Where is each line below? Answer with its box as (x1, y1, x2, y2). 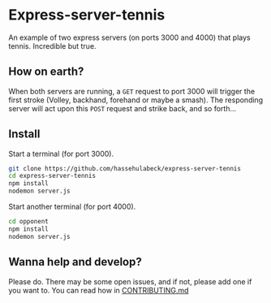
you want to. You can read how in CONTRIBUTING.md (8, 285, 189, 295)
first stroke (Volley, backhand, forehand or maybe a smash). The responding (8, 95, 264, 105)
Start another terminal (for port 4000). (8, 201, 136, 212)
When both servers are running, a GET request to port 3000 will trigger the (8, 86, 256, 96)
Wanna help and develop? (8, 255, 142, 269)
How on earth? (8, 65, 84, 79)
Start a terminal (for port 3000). (8, 149, 114, 158)
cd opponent (8, 218, 49, 226)
